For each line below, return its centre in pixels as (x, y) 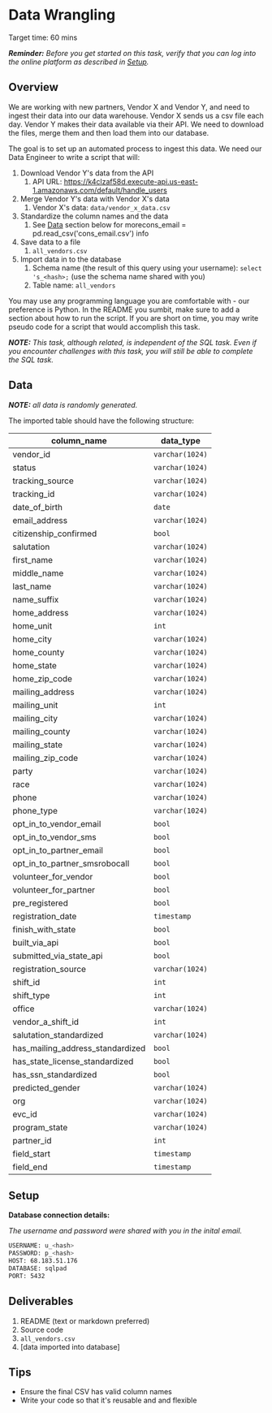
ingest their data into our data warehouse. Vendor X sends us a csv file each (136, 115)
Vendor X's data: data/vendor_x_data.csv (101, 207)
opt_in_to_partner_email (58, 850)
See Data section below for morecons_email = (109, 224)
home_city (32, 639)
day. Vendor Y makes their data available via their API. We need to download (136, 124)
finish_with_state (44, 929)
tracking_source (43, 481)
